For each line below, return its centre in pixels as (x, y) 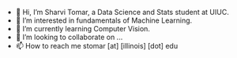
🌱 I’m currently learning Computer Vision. (83, 29)
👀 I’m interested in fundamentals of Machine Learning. (104, 20)
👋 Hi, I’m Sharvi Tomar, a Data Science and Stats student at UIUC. (122, 12)
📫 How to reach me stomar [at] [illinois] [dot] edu (97, 46)
